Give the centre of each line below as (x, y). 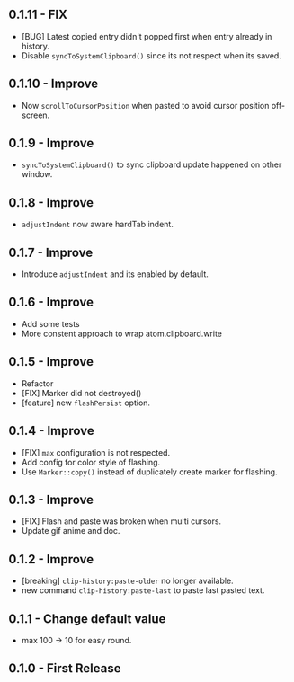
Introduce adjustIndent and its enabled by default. (115, 274)
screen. (36, 115)
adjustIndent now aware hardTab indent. (98, 225)
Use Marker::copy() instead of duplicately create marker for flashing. (149, 472)
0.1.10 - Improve (53, 84)
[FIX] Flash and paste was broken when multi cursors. (121, 521)
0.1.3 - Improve (51, 499)
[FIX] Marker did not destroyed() (81, 393)
